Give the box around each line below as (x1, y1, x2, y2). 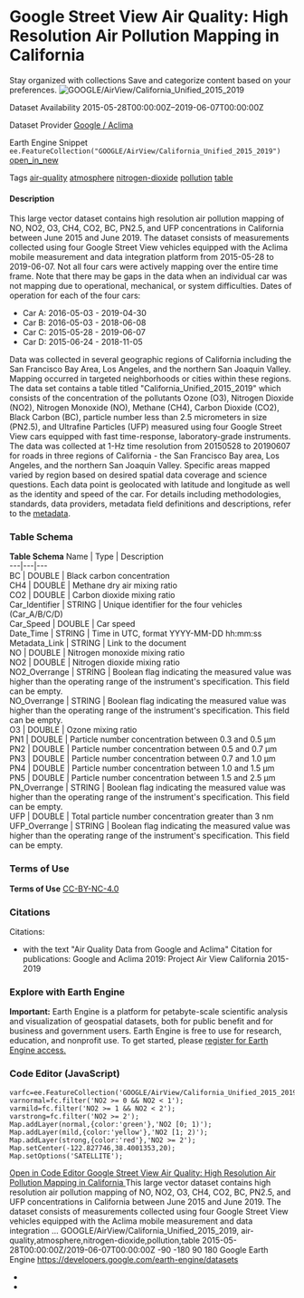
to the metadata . (9, 508, 71, 519)
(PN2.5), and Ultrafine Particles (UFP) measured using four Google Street (9, 421, 282, 432)
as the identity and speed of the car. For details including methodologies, (9, 489, 282, 500)
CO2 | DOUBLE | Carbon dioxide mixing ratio (9, 590, 176, 601)
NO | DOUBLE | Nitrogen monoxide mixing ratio (9, 648, 185, 659)
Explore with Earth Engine (9, 986, 125, 998)
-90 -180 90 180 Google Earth (157, 1244, 269, 1255)
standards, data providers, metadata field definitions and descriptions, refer (9, 498, 291, 509)
